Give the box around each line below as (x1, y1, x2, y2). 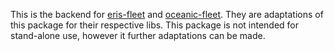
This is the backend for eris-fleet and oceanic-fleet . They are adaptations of (10, 9, 324, 20)
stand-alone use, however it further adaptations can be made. (10, 30, 266, 41)
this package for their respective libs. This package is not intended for (10, 19, 300, 31)
